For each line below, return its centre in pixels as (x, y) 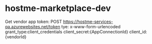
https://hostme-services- (88, 22)
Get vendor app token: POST (34, 22)
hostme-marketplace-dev (58, 8)
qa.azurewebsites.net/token (33, 26)
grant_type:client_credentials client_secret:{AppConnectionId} (67, 32)
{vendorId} (16, 37)
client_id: (138, 32)
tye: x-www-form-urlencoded (91, 26)
